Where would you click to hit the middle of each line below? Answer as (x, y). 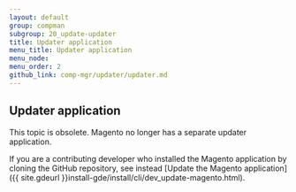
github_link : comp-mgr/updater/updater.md (88, 75)
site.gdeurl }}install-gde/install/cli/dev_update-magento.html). (133, 177)
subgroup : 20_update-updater (63, 34)
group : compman (37, 26)
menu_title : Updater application (71, 50)
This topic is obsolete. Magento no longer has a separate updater (128, 132)
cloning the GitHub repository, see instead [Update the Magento (126, 168)
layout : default (39, 17)
